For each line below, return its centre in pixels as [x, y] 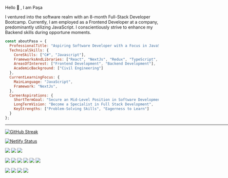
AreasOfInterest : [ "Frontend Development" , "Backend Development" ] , [85, 64]
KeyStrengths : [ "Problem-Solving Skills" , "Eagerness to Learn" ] [82, 109]
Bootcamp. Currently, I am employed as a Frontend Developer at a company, [82, 22]
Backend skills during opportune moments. [48, 32]
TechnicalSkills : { [29, 50]
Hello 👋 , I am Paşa [24, 8]
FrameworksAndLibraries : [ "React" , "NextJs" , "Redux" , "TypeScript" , [86, 59]
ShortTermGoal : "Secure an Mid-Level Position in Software [75, 100]
